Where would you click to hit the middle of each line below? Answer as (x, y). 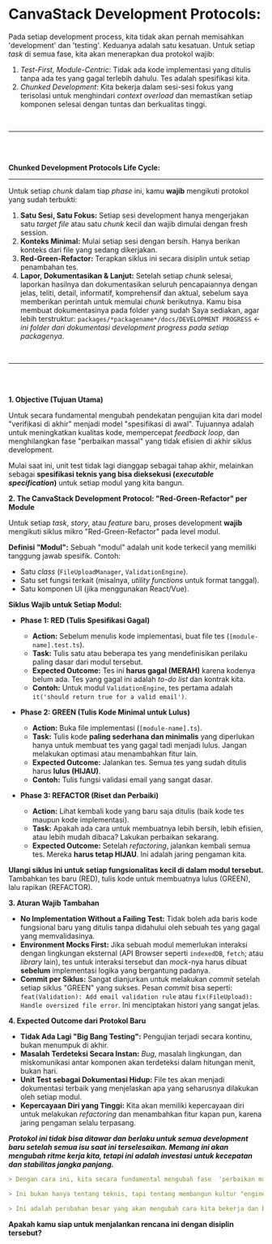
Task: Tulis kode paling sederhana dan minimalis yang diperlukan (143, 736)
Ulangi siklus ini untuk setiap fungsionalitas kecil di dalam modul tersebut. (136, 870)
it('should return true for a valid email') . (110, 696)
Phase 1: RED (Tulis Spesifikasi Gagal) (85, 620)
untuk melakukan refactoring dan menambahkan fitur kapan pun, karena (141, 1114)
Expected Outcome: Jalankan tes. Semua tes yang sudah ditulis (139, 762)
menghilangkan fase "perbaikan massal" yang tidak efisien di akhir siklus (130, 441)
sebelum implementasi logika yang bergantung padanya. (115, 970)
